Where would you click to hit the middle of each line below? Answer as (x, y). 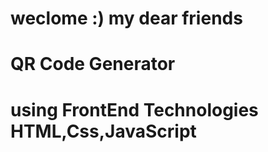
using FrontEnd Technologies (134, 109)
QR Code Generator (93, 64)
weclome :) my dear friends (126, 18)
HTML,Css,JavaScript (103, 131)
